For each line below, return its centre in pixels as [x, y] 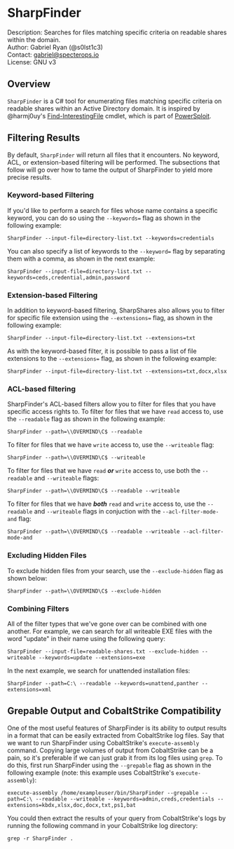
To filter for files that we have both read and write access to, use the [106, 504]
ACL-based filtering [41, 389]
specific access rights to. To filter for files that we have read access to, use [116, 412]
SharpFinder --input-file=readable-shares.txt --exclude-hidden [103, 652]
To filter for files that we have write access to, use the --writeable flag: [111, 445]
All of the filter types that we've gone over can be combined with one [107, 624]
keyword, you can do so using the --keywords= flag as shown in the [104, 218]
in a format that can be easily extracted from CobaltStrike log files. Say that [116, 735]
